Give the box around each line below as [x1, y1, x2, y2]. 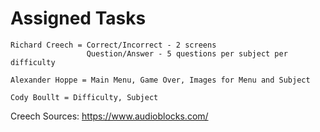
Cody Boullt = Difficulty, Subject [10, 92, 159, 102]
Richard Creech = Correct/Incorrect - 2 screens [10, 40, 217, 50]
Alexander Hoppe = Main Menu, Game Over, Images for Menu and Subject [10, 75, 311, 85]
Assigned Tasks [10, 7, 147, 30]
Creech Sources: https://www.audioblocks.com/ [10, 110, 209, 122]
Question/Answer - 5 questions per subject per [86, 48, 288, 59]
